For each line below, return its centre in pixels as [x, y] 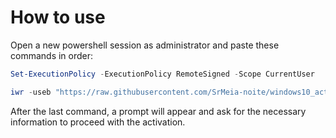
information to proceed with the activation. [98, 122]
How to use [58, 17]
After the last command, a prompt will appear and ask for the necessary [158, 111]
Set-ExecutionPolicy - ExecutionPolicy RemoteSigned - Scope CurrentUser [162, 74]
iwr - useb [31, 92]
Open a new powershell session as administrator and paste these [145, 45]
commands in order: [52, 55]
